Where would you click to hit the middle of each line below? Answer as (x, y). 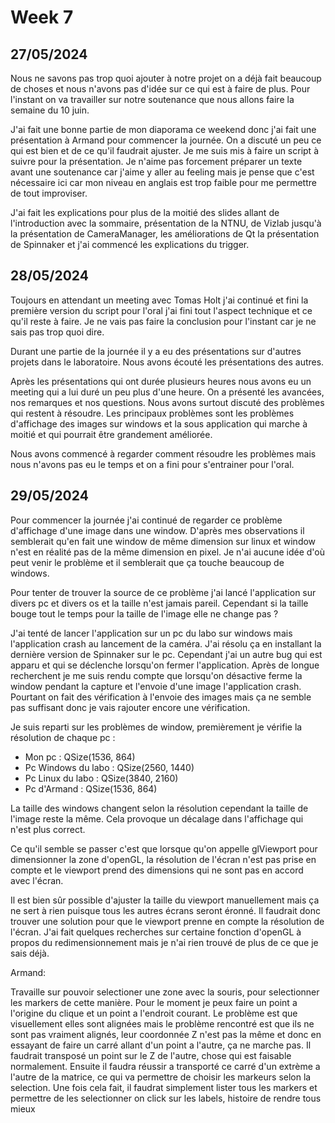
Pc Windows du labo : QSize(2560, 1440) (109, 767)
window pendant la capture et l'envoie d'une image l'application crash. (156, 686)
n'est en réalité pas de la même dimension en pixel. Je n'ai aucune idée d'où (168, 552)
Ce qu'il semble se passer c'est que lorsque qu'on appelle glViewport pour (164, 848)
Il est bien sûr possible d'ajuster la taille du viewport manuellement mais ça (165, 900)
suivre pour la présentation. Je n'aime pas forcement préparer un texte (156, 161)
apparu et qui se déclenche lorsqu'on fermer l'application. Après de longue (165, 665)
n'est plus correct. (48, 829)
